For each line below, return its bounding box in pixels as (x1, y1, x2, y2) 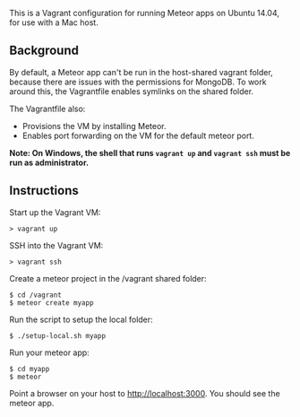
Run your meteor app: (9, 347, 90, 358)
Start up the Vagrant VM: (9, 206, 101, 218)
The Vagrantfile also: (9, 103, 86, 114)
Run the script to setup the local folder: (9, 314, 154, 325)
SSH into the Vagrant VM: (9, 239, 104, 250)
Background (9, 43, 79, 58)
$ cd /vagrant (9, 291, 63, 300)
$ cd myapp (9, 364, 50, 373)
